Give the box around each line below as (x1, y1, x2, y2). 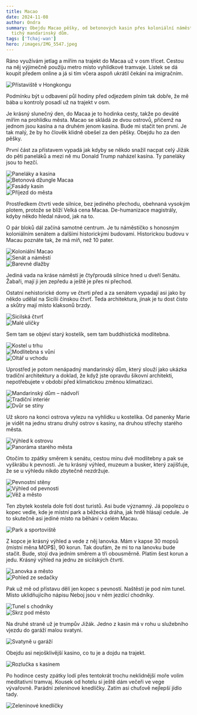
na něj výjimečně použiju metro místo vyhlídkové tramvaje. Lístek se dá (6, 63, 178, 70)
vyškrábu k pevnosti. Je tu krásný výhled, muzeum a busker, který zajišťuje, (6, 461, 189, 468)
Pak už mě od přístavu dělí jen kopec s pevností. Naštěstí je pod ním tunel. (6, 585, 186, 592)
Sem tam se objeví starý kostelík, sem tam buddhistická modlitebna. (6, 331, 170, 338)
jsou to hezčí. (6, 159, 39, 166)
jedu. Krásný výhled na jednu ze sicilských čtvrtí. (6, 556, 124, 563)
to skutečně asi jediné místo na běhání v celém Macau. (6, 515, 139, 522)
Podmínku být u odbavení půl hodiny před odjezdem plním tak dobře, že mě (6, 92, 189, 100)
